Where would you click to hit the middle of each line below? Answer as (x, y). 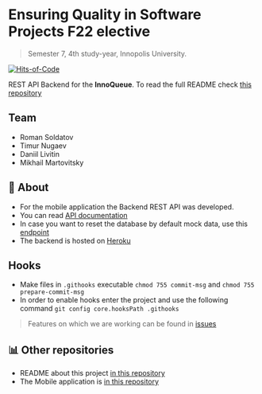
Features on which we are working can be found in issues (122, 324)
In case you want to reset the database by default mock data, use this (134, 224)
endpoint (35, 232)
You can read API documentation (74, 215)
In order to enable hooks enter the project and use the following (124, 300)
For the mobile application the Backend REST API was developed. (127, 207)
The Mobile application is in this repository (89, 382)
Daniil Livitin (39, 154)
